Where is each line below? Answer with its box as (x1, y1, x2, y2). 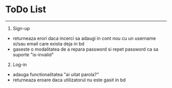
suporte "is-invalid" (12, 51, 54, 57)
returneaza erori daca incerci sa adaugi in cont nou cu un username (12, 35, 156, 41)
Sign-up (12, 25, 30, 31)
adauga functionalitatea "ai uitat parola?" (12, 71, 99, 77)
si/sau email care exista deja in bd (12, 40, 84, 47)
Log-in (12, 61, 27, 68)
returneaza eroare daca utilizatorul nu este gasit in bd (12, 77, 126, 83)
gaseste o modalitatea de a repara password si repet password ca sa (12, 46, 159, 52)
